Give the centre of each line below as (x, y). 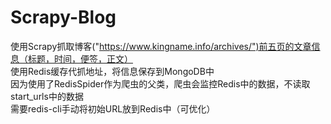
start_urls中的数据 (47, 96)
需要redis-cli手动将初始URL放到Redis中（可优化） (113, 108)
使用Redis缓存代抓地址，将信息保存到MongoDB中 (112, 71)
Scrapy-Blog (63, 17)
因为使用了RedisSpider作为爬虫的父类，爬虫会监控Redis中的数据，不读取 (160, 83)
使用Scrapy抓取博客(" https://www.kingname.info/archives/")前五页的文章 (161, 46)
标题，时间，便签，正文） (80, 58)
